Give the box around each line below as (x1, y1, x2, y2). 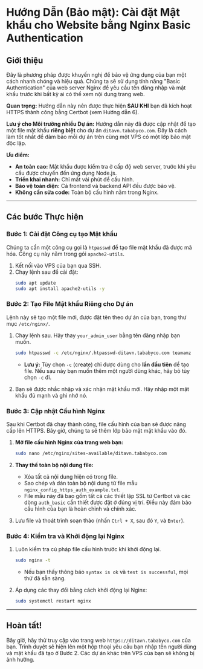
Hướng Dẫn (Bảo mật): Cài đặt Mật (6, 5, 180, 19)
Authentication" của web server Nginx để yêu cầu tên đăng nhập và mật (6, 84, 186, 91)
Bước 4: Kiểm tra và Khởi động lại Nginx (6, 532, 125, 540)
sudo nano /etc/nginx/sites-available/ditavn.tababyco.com (14, 450, 167, 456)
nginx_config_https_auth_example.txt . (24, 486, 121, 493)
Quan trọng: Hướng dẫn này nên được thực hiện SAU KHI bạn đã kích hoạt (6, 102, 192, 109)
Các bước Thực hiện (6, 212, 83, 222)
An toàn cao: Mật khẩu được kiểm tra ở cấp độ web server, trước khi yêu (14, 163, 196, 170)
